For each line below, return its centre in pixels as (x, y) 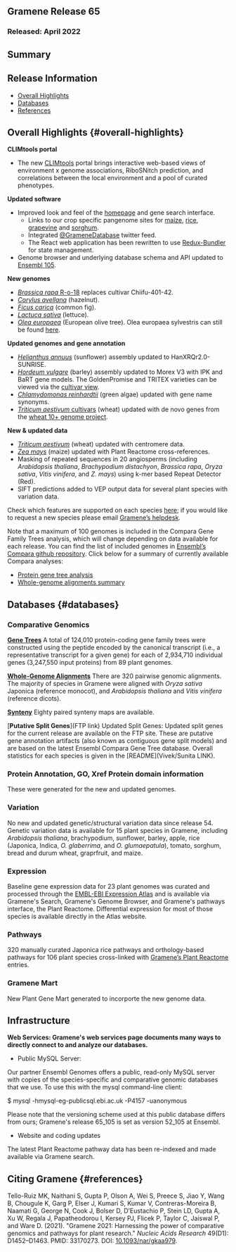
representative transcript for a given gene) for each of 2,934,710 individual (115, 655)
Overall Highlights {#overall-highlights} (96, 132)
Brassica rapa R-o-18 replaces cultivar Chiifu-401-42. (96, 292)
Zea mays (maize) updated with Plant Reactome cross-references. (114, 452)
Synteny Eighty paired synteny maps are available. (81, 712)
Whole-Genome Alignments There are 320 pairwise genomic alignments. (114, 676)
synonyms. (33, 402)
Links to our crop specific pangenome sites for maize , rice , (113, 220)
